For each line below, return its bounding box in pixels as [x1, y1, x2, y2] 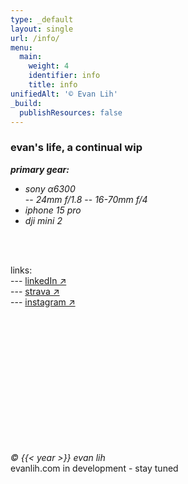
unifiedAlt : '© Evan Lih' [10, 89, 118, 99]
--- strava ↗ [10, 285, 60, 297]
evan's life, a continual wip [10, 141, 143, 155]
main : [19, 52, 43, 62]
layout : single [10, 24, 74, 34]
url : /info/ [10, 33, 60, 43]
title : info [28, 80, 78, 90]
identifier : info [28, 71, 101, 81]
